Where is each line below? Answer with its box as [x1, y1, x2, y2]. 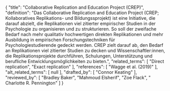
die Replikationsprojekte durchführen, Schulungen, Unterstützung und [5, 53, 153, 59]
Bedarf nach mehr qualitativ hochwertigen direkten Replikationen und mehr [5, 32, 163, 37]
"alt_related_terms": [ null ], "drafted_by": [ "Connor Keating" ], [5, 69, 137, 75]
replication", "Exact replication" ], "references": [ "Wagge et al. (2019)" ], [5, 64, 158, 70]
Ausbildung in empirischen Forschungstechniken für [5, 37, 115, 43]
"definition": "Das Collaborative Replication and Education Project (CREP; [5, 10, 159, 16]
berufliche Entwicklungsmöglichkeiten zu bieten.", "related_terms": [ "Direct [5, 58, 164, 64]
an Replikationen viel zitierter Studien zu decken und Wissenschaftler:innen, [5, 48, 165, 53]
